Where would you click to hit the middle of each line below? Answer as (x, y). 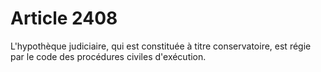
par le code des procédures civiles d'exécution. (108, 56)
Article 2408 (64, 18)
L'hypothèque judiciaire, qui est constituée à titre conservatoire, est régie (161, 46)
